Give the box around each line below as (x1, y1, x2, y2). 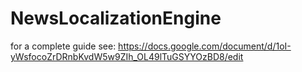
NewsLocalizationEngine (10, 7, 222, 30)
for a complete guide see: (10, 40, 117, 52)
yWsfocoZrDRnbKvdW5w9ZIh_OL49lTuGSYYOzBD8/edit (10, 50, 244, 62)
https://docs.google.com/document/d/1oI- (118, 40, 292, 52)
